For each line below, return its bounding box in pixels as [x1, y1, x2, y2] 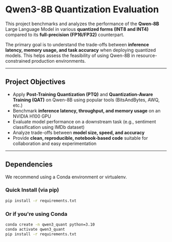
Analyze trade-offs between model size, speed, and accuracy [12, 129, 145, 136]
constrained [5, 58, 31, 64]
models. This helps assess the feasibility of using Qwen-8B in [5, 52, 136, 59]
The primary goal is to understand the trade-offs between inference [5, 41, 149, 47]
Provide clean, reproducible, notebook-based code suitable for [12, 135, 148, 141]
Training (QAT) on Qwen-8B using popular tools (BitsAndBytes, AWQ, [12, 97, 160, 103]
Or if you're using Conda [5, 210, 68, 217]
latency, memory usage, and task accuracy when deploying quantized [5, 47, 156, 53]
